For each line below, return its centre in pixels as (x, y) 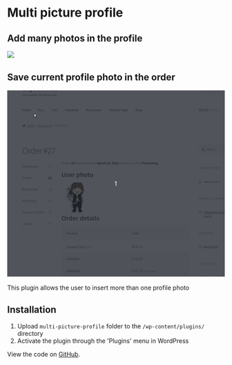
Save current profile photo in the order (91, 77)
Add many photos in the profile (75, 38)
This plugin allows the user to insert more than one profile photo (98, 288)
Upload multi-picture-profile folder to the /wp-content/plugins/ (111, 326)
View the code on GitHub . (44, 355)
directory (30, 334)
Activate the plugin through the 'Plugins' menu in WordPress (103, 341)
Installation (32, 309)
